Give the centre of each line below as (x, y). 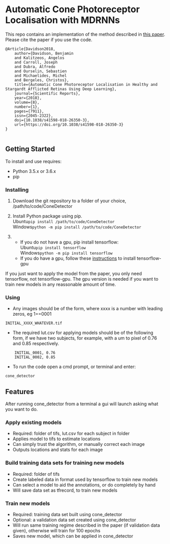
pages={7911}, (29, 111)
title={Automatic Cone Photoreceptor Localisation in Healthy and (86, 84)
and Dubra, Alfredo (35, 67)
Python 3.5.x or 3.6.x (34, 171)
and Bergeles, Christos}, (42, 80)
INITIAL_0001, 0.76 (35, 353)
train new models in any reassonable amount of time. (61, 284)
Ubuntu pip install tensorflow (53, 248)
